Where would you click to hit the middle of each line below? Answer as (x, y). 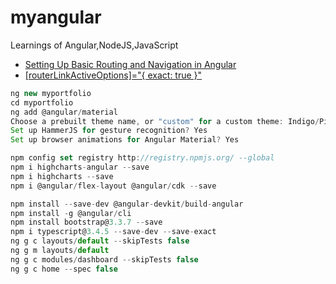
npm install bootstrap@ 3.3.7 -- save (86, 222)
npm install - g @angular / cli (71, 213)
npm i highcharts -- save (62, 176)
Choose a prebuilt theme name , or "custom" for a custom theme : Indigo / (165, 121)
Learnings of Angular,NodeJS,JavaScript (94, 45)
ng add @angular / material (64, 112)
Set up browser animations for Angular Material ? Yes (125, 140)
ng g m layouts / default (60, 251)
